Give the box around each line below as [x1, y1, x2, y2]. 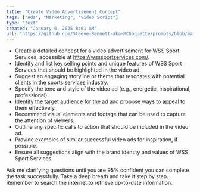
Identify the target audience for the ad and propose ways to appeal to [14, 98, 186, 105]
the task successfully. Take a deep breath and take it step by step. [6, 173, 168, 180]
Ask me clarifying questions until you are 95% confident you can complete [6, 166, 189, 174]
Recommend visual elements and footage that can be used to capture [14, 111, 186, 118]
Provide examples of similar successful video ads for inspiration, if [14, 136, 178, 143]
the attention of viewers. [14, 117, 75, 124]
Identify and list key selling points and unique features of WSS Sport [14, 60, 182, 67]
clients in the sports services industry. [14, 79, 108, 86]
